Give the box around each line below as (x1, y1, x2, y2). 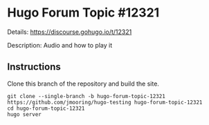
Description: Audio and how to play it (7, 41, 113, 49)
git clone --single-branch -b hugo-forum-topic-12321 (7, 93, 166, 99)
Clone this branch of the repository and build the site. (7, 79, 159, 88)
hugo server (7, 110, 42, 118)
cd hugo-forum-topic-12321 (7, 105, 85, 112)
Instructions (7, 61, 61, 73)
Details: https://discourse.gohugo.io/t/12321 (7, 28, 132, 36)
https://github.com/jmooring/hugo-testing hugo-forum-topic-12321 (7, 99, 203, 106)
